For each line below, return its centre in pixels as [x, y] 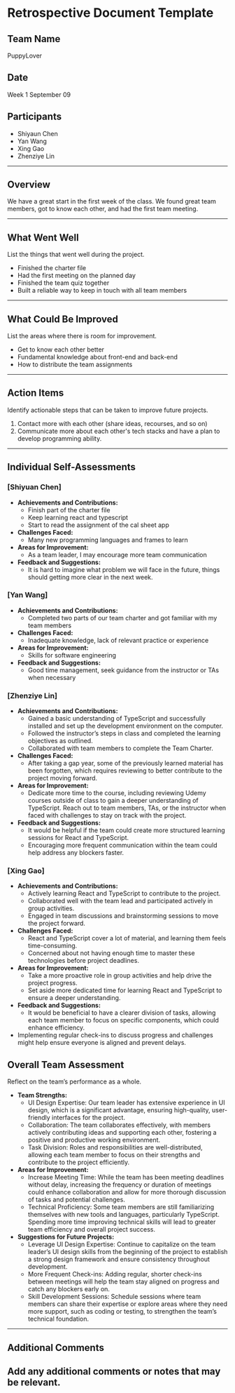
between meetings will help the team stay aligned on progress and [123, 1281]
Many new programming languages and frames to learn [108, 540]
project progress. [53, 983]
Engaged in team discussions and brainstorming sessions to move [123, 916]
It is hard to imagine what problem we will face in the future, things [124, 569]
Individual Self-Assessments [72, 467]
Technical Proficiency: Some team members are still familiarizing [121, 1207]
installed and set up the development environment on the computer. [126, 726]
